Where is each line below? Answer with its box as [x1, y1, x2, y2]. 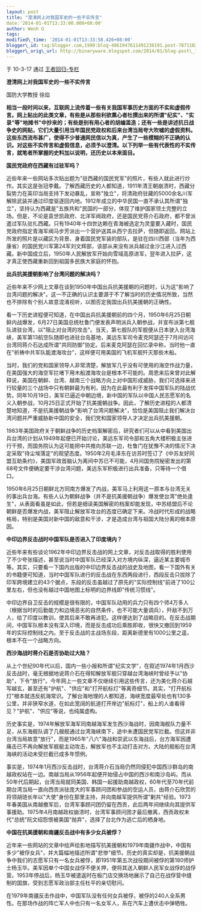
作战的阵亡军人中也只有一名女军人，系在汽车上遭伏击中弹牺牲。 [32, 899, 191, 907]
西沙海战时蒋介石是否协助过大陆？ [6, 649, 91, 656]
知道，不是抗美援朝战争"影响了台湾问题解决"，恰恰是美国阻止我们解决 [16, 406, 191, 414]
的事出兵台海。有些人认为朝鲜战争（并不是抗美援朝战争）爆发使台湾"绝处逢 [6, 492, 194, 500]
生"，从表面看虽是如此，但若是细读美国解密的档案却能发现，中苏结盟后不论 [6, 500, 194, 507]
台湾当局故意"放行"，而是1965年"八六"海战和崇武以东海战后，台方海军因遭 [6, 735, 191, 742]
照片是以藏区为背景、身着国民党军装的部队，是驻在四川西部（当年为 [22, 234, 191, 242]
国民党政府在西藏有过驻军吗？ [6, 162, 80, 169]
